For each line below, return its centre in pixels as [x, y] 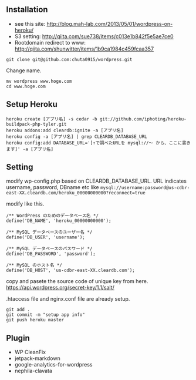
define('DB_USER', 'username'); [45, 237]
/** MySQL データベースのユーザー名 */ [49, 232]
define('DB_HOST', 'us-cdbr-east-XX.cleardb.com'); [70, 270]
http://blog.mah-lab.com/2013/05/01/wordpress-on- [110, 23]
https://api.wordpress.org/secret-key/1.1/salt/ [60, 288]
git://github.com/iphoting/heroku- [143, 119]
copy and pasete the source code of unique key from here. [77, 281]
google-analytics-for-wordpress [53, 365]
